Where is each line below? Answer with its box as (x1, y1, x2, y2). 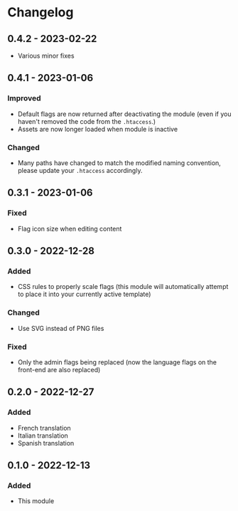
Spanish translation (17, 438, 75, 447)
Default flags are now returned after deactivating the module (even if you (17, 110, 232, 118)
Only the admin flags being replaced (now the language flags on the (17, 357, 217, 367)
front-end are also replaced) (17, 365, 101, 374)
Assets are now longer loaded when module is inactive (17, 125, 178, 133)
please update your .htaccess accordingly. (17, 166, 143, 174)
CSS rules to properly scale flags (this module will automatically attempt (17, 283, 229, 291)
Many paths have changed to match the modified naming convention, (17, 158, 222, 167)
